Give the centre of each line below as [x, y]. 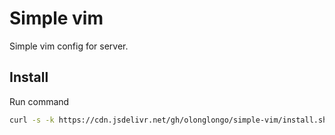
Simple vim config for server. [69, 46]
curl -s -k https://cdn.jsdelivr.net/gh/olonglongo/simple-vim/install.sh [168, 120]
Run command [39, 101]
